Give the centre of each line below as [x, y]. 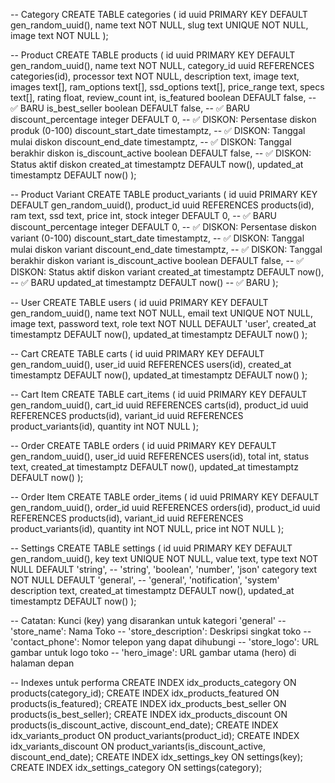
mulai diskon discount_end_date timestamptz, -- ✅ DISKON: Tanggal [151, 142]
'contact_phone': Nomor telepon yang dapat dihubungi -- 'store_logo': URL [165, 642]
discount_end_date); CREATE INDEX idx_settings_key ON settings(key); [156, 757]
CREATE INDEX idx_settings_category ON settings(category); [136, 767]
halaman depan [42, 663]
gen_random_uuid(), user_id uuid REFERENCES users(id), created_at [151, 364]
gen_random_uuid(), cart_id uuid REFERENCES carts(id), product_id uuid [159, 405]
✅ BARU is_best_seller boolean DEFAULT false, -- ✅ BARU [130, 108]
